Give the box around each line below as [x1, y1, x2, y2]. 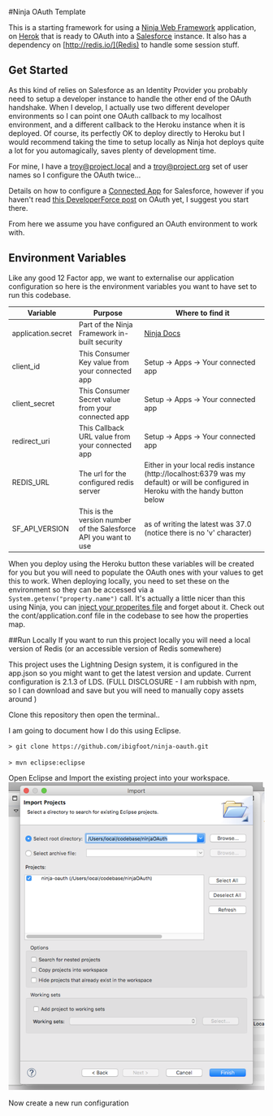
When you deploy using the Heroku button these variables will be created [8, 559, 254, 569]
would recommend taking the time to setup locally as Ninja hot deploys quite [8, 137, 265, 147]
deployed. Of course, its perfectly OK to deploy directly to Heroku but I [8, 128, 245, 138]
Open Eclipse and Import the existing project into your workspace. [8, 773, 230, 783]
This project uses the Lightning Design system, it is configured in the [8, 659, 238, 670]
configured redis [78, 478, 134, 488]
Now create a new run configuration [8, 1098, 129, 1108]
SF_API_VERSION [11, 523, 69, 533]
